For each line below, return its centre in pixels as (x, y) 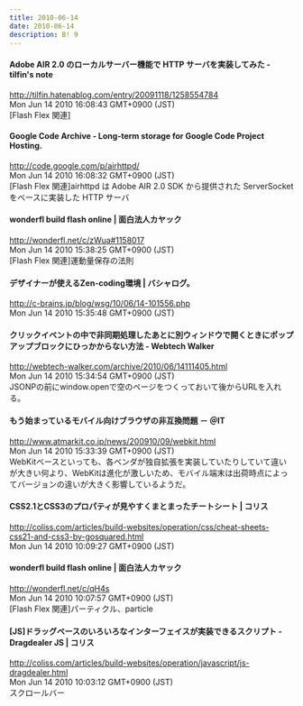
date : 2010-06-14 (42, 26)
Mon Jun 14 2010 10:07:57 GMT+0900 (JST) (92, 598)
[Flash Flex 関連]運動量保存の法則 (72, 260)
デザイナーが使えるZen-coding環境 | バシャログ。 (102, 283)
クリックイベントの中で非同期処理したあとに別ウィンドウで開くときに (140, 335)
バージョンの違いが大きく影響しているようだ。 (104, 484)
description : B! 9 (44, 34)
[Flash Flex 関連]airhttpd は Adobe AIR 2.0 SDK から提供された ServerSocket (151, 186)
